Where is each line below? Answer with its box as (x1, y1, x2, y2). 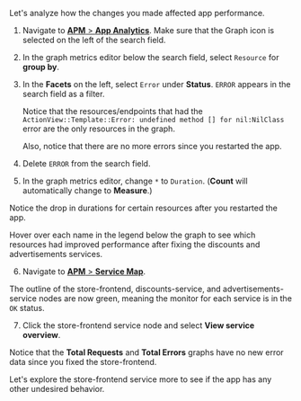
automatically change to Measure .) (22, 185, 153, 196)
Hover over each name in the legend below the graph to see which (9, 229, 256, 240)
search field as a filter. (22, 89, 105, 99)
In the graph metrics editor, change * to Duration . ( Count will (22, 175, 249, 186)
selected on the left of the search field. (22, 35, 166, 45)
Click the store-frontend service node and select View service (22, 320, 255, 331)
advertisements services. (9, 249, 103, 259)
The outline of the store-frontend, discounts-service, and (9, 283, 222, 294)
